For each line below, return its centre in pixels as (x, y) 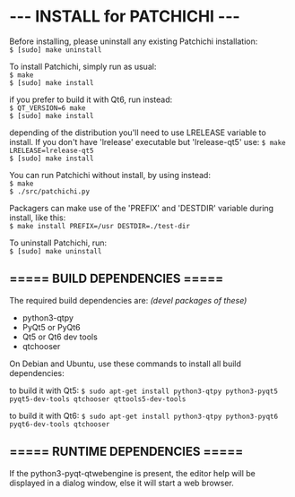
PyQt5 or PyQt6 (51, 327)
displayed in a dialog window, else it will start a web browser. (122, 483)
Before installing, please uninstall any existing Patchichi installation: (134, 41)
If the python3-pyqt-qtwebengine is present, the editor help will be (132, 473)
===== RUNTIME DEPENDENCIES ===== (126, 452)
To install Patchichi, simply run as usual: (83, 66)
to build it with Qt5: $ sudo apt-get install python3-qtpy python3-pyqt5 (143, 390)
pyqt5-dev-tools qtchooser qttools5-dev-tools (98, 399)
